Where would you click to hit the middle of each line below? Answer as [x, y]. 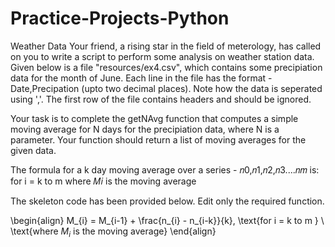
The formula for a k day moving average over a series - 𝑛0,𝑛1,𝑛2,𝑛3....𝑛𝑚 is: [165, 169]
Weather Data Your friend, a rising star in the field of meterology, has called [166, 46]
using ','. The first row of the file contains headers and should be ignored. [161, 99]
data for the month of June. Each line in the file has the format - [141, 78]
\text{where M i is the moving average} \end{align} [113, 232]
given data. [33, 150]
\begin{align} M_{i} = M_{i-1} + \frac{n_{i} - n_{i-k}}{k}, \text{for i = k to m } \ [167, 220]
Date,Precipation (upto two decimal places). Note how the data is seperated [166, 88]
